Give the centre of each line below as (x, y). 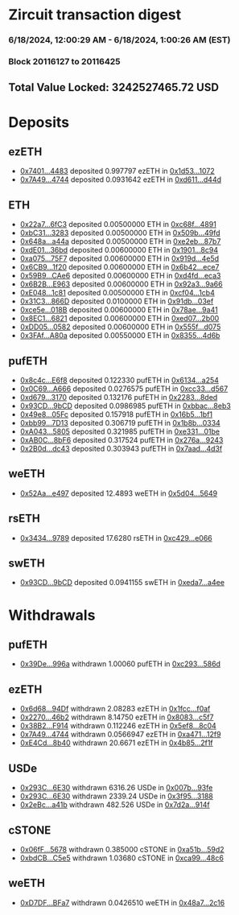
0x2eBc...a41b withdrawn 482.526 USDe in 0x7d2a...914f (115, 805)
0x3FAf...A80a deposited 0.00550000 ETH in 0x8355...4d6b (120, 336)
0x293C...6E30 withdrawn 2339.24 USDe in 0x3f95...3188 (116, 796)
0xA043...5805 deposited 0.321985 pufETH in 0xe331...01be (120, 431)
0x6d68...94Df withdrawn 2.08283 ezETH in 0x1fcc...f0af (115, 709)
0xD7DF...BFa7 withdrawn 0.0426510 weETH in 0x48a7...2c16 (122, 902)
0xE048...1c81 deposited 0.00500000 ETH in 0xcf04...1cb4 (117, 293)
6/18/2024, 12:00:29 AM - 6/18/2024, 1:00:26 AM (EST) (119, 40)
